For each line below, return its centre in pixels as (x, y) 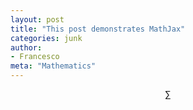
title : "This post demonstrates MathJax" (98, 29)
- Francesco (35, 57)
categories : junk (46, 38)
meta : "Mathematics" (53, 66)
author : (26, 47)
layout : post (37, 19)
